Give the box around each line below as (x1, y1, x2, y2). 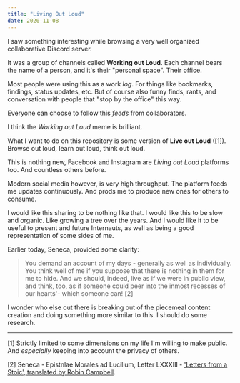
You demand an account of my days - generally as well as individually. (24, 259, 232, 267)
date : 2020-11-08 (7, 17, 59, 24)
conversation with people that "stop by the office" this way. (7, 94, 182, 104)
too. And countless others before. (7, 165, 106, 174)
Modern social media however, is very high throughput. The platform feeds (7, 179, 228, 188)
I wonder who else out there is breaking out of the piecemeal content (7, 303, 211, 312)
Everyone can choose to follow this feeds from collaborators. (7, 109, 187, 117)
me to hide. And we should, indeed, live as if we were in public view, (24, 274, 226, 282)
